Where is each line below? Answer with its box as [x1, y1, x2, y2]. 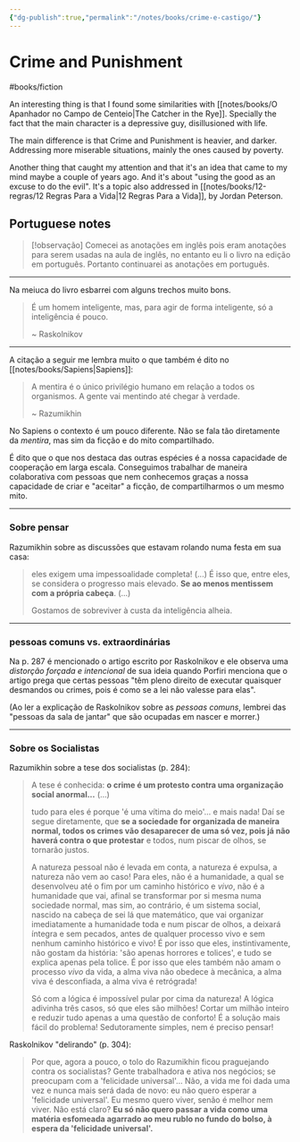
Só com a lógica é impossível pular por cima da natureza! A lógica [30, 993, 274, 1004]
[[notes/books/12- [200, 181, 267, 192]
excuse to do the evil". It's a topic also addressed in [9, 181, 199, 192]
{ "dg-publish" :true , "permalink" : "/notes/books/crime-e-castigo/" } [9, 13, 262, 22]
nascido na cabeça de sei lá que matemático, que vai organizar [30, 909, 264, 920]
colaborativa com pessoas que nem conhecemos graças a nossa [9, 472, 249, 482]
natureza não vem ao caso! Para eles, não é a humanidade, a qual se [30, 872, 284, 882]
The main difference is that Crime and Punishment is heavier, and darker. [9, 135, 278, 146]
